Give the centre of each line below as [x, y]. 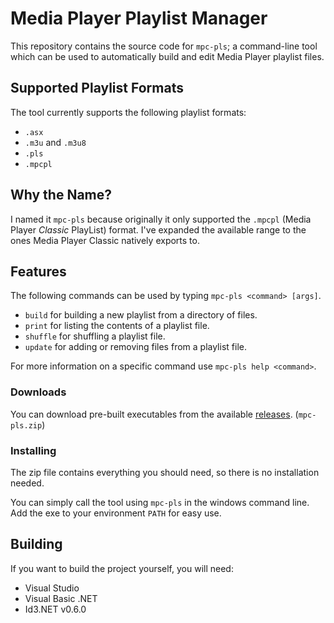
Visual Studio [52, 588]
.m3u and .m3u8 [55, 142]
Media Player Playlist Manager [139, 18]
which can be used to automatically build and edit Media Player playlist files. [167, 56]
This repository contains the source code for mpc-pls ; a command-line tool [164, 46]
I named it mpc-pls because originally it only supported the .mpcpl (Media [161, 219]
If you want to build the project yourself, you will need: [122, 568]
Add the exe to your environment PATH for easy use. [116, 513]
